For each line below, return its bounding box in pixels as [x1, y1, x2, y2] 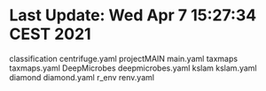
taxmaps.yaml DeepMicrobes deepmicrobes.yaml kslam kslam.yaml [9, 63, 257, 73]
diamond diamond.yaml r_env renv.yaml [9, 72, 155, 82]
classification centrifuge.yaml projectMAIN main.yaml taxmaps [9, 53, 238, 64]
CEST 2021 [9, 24, 91, 44]
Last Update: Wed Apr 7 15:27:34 [9, 5, 257, 26]
